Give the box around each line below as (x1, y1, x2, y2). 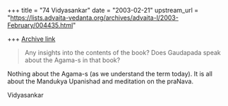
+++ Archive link (7, 35, 56, 43)
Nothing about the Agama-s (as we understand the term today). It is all (7, 70, 213, 78)
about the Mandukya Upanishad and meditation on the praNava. (7, 77, 194, 86)
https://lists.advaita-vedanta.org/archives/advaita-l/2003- (10, 13, 179, 22)
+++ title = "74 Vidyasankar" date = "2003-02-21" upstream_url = (7, 6, 199, 14)
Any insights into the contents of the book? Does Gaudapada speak (24, 49, 221, 57)
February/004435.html (7, 21, 73, 29)
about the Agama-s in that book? (24, 56, 121, 64)
